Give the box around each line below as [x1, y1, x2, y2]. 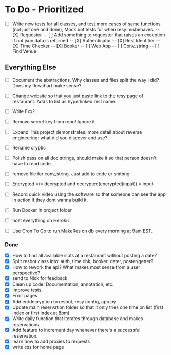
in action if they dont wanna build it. [12, 197, 88, 203]
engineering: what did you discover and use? [12, 135, 108, 141]
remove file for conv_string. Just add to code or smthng [12, 171, 130, 177]
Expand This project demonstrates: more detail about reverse [12, 129, 142, 135]
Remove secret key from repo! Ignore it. [12, 119, 97, 124]
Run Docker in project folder [12, 207, 72, 213]
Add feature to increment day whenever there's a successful [12, 327, 141, 333]
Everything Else [5, 63, 56, 72]
